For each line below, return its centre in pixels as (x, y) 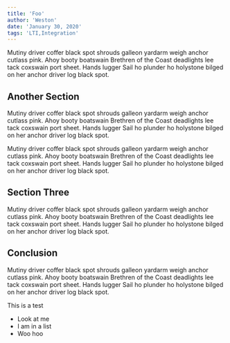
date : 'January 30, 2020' (44, 26)
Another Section (43, 97)
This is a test (25, 305)
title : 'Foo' (26, 14)
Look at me (33, 319)
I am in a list (34, 326)
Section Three (38, 192)
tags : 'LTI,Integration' (43, 33)
